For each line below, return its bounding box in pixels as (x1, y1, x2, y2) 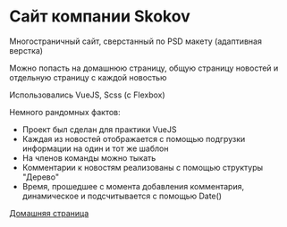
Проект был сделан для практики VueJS (21, 123, 177, 135)
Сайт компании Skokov (9, 6, 190, 27)
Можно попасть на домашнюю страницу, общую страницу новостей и (9, 63, 279, 73)
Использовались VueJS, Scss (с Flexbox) (9, 89, 165, 100)
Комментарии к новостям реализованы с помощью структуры (21, 162, 264, 172)
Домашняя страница (9, 207, 89, 218)
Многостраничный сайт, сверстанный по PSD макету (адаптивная (9, 36, 262, 46)
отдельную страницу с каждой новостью (9, 71, 167, 82)
